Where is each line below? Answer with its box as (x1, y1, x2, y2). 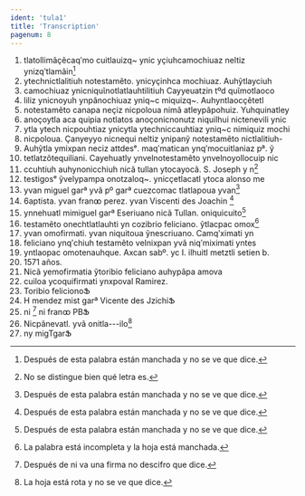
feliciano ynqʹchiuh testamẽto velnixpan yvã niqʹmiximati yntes (23, 237, 257, 249)
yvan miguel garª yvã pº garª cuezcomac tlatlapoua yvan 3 (23, 183, 241, 196)
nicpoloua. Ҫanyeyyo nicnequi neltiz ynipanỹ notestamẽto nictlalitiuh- (23, 133, 283, 145)
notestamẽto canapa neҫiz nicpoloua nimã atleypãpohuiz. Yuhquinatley (23, 105, 290, 116)
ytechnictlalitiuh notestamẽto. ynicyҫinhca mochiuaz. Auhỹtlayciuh (23, 76, 272, 87)
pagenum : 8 (10, 30, 52, 39)
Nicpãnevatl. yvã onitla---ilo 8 (23, 316, 133, 329)
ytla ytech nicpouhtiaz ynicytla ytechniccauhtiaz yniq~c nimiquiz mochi (23, 124, 291, 135)
